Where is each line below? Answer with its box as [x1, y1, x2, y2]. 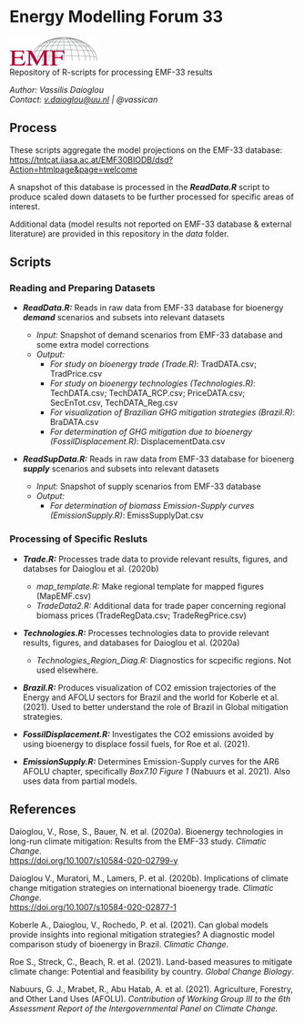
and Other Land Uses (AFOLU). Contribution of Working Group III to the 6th [9, 993, 291, 1004]
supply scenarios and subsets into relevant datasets [22, 463, 220, 474]
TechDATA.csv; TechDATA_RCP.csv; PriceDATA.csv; [49, 388, 246, 399]
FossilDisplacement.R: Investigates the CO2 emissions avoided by [22, 728, 275, 739]
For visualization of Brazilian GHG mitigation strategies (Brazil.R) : [49, 407, 296, 418]
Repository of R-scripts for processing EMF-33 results [9, 66, 213, 77]
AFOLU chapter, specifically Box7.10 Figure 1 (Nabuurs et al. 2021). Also [22, 765, 291, 776]
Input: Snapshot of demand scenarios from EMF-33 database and [35, 329, 284, 340]
